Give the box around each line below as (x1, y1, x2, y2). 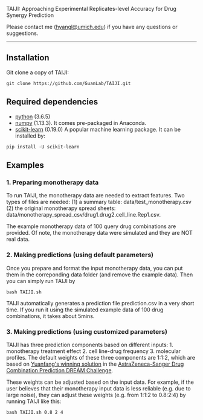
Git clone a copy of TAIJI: (6, 69, 69, 76)
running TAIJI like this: (6, 398, 62, 405)
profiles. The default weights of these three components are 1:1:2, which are (6, 354, 195, 361)
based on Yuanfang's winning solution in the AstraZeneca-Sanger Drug (6, 360, 184, 367)
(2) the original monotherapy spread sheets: (6, 205, 116, 212)
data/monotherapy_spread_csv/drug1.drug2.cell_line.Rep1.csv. (6, 211, 161, 218)
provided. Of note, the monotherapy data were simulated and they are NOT (6, 229, 193, 237)
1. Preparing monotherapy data (6, 178, 99, 186)
